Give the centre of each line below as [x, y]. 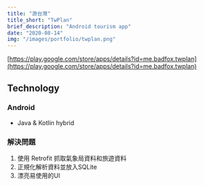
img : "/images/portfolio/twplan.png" [62, 39]
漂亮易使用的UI [38, 176]
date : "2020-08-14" [35, 33]
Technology [34, 88]
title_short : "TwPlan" [40, 20]
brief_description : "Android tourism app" [69, 26]
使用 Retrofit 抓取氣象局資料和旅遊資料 [72, 158]
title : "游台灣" [29, 13]
